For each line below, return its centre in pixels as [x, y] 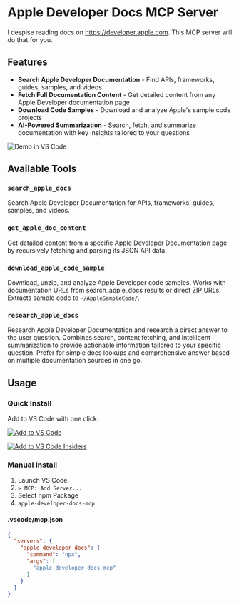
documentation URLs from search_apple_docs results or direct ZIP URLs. [114, 291]
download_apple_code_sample [56, 268]
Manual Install [32, 465]
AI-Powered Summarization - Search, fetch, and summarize [107, 125]
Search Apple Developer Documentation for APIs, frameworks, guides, [111, 203]
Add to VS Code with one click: [53, 419]
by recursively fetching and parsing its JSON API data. [87, 250]
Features [27, 62]
